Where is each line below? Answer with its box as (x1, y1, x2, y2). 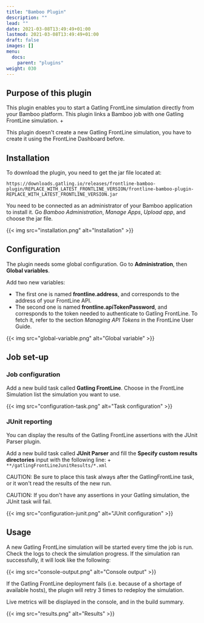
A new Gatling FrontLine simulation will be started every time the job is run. (6, 543, 194, 551)
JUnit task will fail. (6, 498, 52, 505)
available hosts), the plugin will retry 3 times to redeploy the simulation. (6, 586, 185, 593)
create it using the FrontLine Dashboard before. (6, 135, 125, 143)
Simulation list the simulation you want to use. (6, 390, 121, 398)
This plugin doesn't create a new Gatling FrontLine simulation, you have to (6, 129, 192, 136)
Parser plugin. (6, 438, 41, 445)
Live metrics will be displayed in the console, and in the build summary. (6, 598, 185, 605)
